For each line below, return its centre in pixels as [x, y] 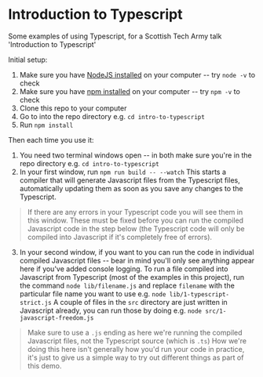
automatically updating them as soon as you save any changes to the [131, 188]
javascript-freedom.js [57, 318]
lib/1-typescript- [199, 294]
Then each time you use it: [51, 140]
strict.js [36, 303]
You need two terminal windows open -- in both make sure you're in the [136, 155]
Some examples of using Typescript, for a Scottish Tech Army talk [115, 36]
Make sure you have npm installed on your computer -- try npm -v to [130, 91]
